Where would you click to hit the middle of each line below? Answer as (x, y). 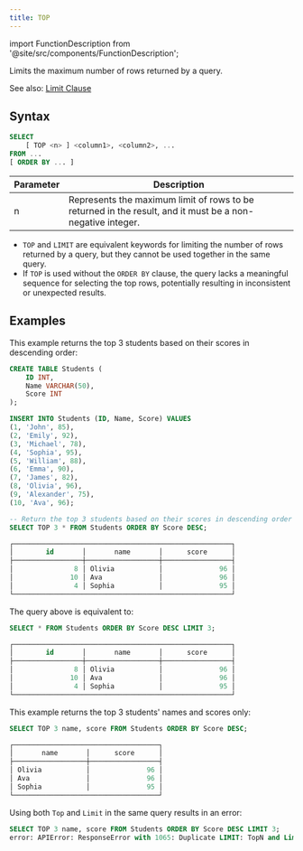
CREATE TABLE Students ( (56, 369)
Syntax (30, 117)
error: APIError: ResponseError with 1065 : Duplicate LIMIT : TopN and (145, 837)
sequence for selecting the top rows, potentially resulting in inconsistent (156, 283)
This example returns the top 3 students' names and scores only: (130, 712)
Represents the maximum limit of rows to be (161, 200)
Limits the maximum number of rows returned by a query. (116, 70)
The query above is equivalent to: (71, 612)
